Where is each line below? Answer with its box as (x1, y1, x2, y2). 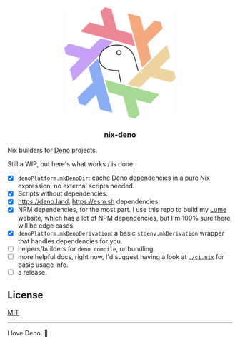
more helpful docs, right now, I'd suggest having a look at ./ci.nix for (17, 252, 224, 260)
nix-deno (104, 129, 136, 139)
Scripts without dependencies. (17, 189, 109, 198)
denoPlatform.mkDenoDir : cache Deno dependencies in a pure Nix (17, 173, 211, 182)
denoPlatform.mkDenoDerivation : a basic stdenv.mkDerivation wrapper (17, 228, 225, 237)
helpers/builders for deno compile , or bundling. (17, 244, 156, 253)
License (7, 289, 44, 301)
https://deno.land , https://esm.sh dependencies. (17, 197, 161, 206)
